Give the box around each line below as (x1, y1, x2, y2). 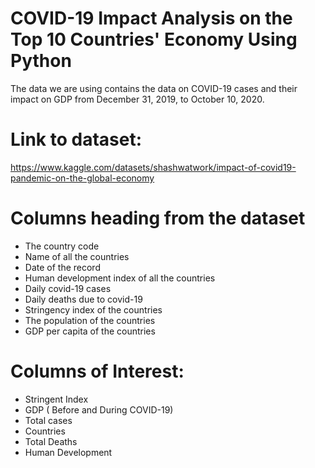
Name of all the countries (24, 250, 130, 262)
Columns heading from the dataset (10, 207, 306, 230)
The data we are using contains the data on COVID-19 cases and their (10, 82, 298, 94)
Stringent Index (24, 393, 89, 405)
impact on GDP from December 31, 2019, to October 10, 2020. (10, 93, 265, 105)
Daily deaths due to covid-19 (24, 293, 143, 305)
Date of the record (24, 261, 101, 273)
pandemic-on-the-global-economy (10, 172, 155, 184)
